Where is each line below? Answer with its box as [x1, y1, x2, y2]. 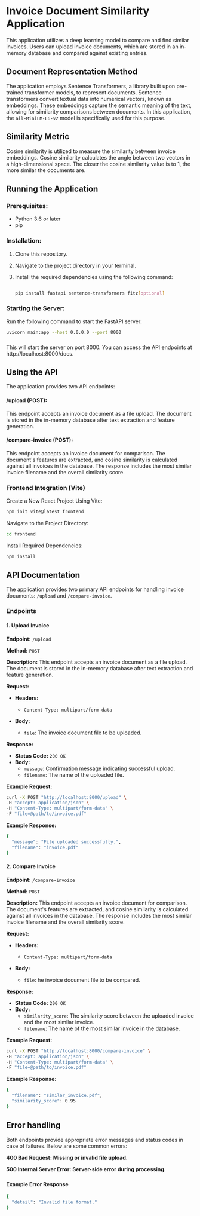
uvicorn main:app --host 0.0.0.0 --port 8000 [6, 329, 121, 335]
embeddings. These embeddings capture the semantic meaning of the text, [6, 102, 192, 109]
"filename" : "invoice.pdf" [11, 844, 79, 850]
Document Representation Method [6, 67, 138, 77]
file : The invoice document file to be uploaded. [23, 729, 142, 736]
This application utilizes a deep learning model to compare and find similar [6, 36, 189, 44]
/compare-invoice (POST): [6, 436, 73, 443]
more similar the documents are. [6, 166, 86, 174]
